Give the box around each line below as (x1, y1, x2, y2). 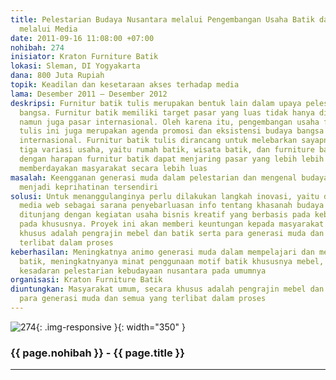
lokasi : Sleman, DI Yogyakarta (10, 61, 141, 71)
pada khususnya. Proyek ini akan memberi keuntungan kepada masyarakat (19, 219, 325, 230)
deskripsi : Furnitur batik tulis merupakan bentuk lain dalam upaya (10, 98, 302, 108)
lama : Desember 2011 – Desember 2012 (10, 89, 168, 99)
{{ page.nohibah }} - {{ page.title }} (10, 346, 185, 360)
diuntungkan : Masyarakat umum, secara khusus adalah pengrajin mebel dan (10, 284, 325, 295)
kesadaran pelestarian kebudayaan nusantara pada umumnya (19, 266, 267, 276)
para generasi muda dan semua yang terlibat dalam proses (19, 294, 267, 304)
